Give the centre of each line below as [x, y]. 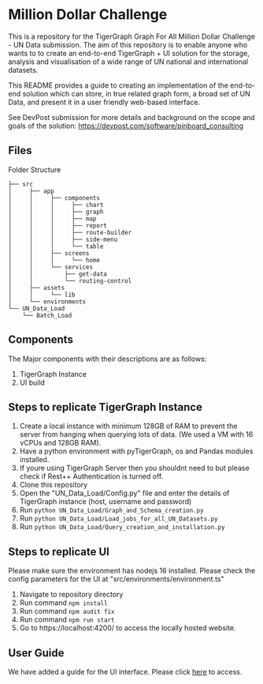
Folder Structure [35, 169]
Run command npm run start [67, 620]
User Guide [36, 653]
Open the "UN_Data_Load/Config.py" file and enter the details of [124, 493]
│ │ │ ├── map [52, 219]
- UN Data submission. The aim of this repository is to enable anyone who [128, 44]
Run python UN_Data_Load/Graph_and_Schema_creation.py [111, 510]
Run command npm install [63, 603]
